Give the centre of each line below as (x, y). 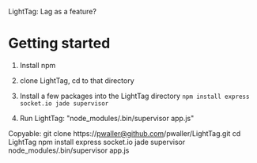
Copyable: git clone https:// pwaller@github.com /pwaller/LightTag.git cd (125, 133)
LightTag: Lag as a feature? (53, 11)
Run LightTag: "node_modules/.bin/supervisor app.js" (107, 118)
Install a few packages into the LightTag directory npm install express (134, 96)
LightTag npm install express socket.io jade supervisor (97, 142)
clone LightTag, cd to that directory (77, 80)
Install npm (38, 65)
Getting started (59, 44)
